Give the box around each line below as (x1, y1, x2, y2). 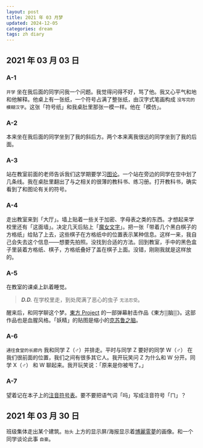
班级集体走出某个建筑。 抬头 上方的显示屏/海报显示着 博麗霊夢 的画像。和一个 (6, 428, 193, 435)
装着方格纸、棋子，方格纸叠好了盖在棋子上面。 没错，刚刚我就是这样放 (16, 246, 192, 253)
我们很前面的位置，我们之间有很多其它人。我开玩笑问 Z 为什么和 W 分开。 (6, 354, 190, 361)
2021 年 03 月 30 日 (6, 411, 80, 421)
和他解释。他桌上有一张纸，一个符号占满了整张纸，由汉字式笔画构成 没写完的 (6, 95, 195, 103)
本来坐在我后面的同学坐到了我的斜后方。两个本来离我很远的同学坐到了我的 (6, 133, 192, 141)
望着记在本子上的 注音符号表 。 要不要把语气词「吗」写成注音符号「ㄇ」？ (6, 391, 186, 398)
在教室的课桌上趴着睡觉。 (6, 283, 70, 290)
